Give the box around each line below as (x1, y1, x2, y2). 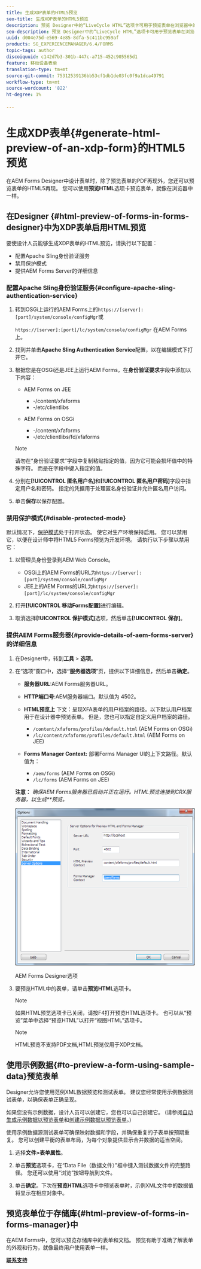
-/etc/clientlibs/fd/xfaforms (32, 433, 100, 440)
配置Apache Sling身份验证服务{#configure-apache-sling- (6, 283, 176, 292)
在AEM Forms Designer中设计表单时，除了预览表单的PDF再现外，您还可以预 (6, 177, 194, 184)
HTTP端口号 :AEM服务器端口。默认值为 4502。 (23, 693, 139, 700)
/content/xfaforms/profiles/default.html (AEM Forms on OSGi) (32, 725, 193, 732)
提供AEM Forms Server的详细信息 (14, 267, 99, 274)
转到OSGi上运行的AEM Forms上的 (14, 306, 99, 313)
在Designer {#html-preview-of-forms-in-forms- (6, 211, 190, 221)
